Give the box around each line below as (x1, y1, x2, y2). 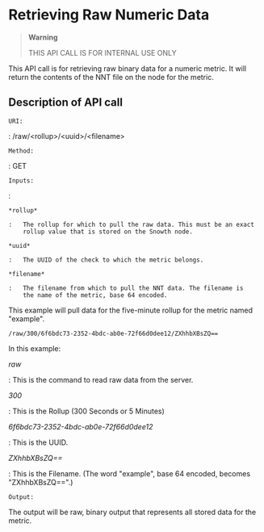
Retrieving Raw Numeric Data (8, 6, 210, 24)
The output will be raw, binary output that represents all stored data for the (8, 507, 257, 517)
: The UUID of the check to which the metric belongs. (8, 256, 204, 264)
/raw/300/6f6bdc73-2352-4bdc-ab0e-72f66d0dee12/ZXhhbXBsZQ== (8, 329, 219, 337)
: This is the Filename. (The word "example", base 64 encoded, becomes (8, 468, 251, 478)
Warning (27, 32, 58, 42)
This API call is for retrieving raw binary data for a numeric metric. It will (8, 63, 247, 73)
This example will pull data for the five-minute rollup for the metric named (8, 305, 253, 315)
